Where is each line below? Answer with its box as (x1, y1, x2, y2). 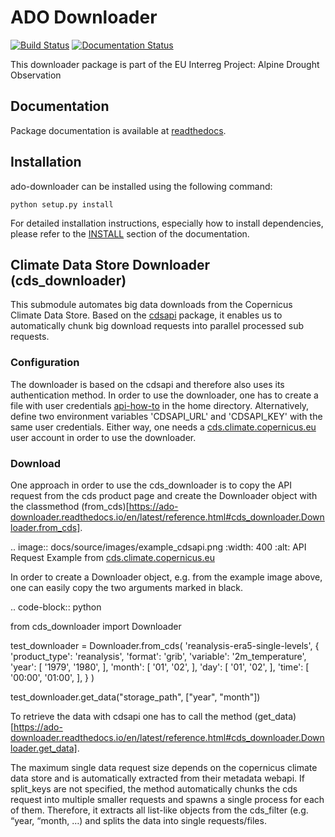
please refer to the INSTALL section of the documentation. (10, 227, 250, 240)
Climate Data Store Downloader (10, 256, 211, 273)
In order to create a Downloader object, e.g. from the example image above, (10, 571, 323, 583)
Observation (10, 69, 62, 81)
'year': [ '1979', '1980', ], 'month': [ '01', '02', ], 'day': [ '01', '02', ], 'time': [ (10, 661, 310, 673)
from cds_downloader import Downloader (10, 620, 182, 632)
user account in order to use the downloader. (10, 431, 197, 443)
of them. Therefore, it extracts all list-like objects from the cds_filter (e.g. (10, 804, 309, 816)
